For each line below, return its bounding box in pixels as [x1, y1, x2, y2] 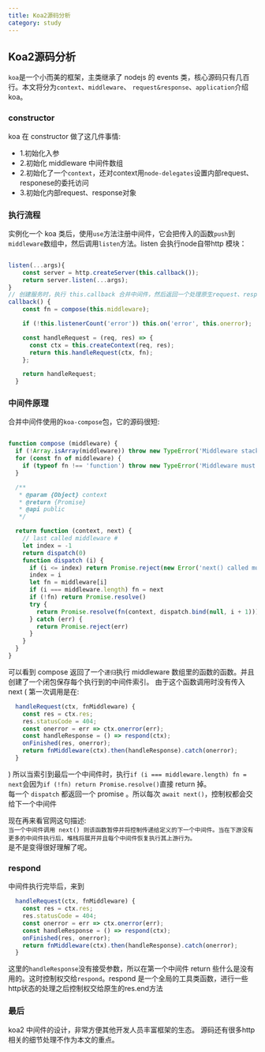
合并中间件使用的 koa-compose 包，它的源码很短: [8, 417, 160, 426]
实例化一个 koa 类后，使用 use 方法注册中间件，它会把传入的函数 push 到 [8, 228, 235, 238]
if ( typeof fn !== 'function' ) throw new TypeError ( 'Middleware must [22, 462, 256, 470]
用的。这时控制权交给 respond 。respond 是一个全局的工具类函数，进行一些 [8, 974, 248, 983]
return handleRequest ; [22, 370, 97, 378]
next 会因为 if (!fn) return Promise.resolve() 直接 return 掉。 [8, 779, 211, 788]
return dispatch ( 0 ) [22, 549, 87, 557]
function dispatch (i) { [22, 556, 104, 565]
